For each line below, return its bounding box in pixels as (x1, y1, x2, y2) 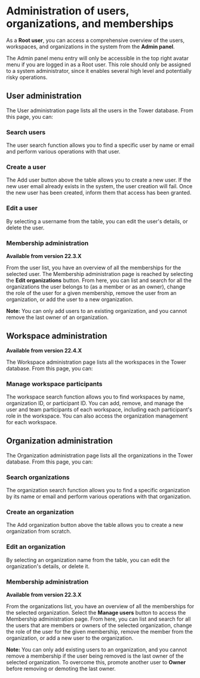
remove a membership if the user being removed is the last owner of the (6, 652, 184, 659)
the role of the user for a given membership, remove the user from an (6, 289, 177, 296)
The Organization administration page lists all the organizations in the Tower (6, 452, 193, 459)
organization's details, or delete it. (6, 563, 90, 570)
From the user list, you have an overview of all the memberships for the (6, 264, 181, 271)
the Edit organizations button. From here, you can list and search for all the (6, 277, 192, 284)
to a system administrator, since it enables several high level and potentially (6, 67, 192, 74)
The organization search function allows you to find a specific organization (6, 487, 190, 494)
